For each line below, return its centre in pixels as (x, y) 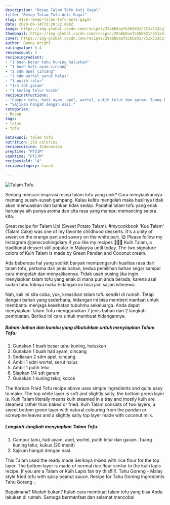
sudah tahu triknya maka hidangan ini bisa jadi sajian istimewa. (71, 284)
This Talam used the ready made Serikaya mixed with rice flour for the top (82, 460)
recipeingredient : (25, 57)
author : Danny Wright (28, 43)
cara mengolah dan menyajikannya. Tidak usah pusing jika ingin (72, 274)
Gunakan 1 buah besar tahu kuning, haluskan (59, 346)
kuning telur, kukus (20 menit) (44, 445)
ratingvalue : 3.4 (24, 48)
